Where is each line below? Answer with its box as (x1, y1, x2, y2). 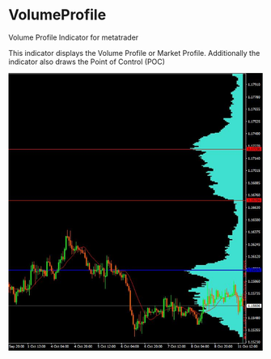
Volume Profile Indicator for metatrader (8, 32, 139, 42)
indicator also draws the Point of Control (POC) (8, 57, 166, 66)
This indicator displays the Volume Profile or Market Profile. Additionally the (8, 48, 260, 58)
